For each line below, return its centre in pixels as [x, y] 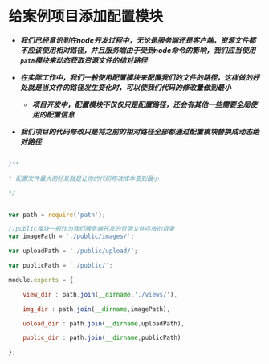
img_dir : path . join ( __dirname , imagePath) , [97, 309]
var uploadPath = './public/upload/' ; [73, 251]
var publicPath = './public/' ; [61, 266]
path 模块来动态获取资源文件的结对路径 [84, 60]
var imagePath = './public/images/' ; [71, 237]
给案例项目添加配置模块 [86, 16]
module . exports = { [41, 280]
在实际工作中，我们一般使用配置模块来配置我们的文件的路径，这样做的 [136, 77]
